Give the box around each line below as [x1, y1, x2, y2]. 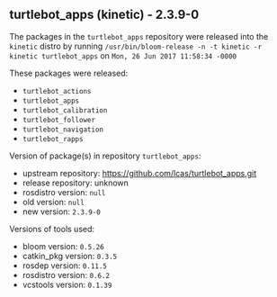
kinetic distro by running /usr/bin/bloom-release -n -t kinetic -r [9, 40, 263, 51]
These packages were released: [9, 67, 129, 78]
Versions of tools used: [9, 223, 95, 234]
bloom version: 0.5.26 [22, 240, 105, 251]
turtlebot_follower [22, 115, 96, 124]
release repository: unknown [22, 177, 129, 188]
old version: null [22, 196, 85, 207]
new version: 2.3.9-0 [22, 206, 101, 217]
